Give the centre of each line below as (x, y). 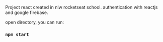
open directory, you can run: (35, 22)
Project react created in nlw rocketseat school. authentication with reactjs (81, 7)
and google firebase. (27, 12)
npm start (17, 34)
